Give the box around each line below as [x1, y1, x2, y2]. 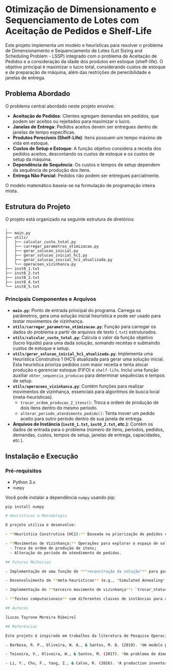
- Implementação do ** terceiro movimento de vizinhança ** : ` [5, 587, 138, 592]
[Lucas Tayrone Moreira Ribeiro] [5, 614, 76, 620]
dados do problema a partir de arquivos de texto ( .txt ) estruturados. [12, 329, 157, 335]
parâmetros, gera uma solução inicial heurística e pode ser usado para [12, 313, 161, 319]
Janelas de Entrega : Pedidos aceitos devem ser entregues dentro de [12, 123, 158, 130]
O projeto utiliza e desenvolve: [5, 523, 76, 528]
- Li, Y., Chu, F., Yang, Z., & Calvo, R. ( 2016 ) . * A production [5, 661, 147, 666]
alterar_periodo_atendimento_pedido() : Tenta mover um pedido [20, 410, 155, 416]
